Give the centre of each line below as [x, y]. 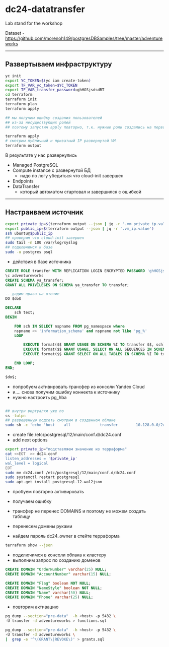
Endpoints [23, 181]
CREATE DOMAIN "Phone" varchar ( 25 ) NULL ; [49, 597]
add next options [30, 440]
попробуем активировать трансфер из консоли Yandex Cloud [78, 386]
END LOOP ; [25, 363]
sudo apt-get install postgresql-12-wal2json [54, 482]
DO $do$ [13, 299]
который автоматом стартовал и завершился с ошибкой [81, 192]
